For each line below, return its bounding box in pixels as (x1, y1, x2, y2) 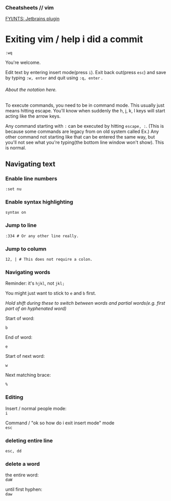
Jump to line (5, 222, 37, 229)
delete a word (5, 460, 40, 467)
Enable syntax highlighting (5, 198, 73, 206)
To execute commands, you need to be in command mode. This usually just (5, 102, 165, 108)
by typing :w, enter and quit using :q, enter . (5, 75, 103, 81)
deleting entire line (5, 437, 53, 444)
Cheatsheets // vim (5, 4, 54, 11)
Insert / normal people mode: (5, 405, 67, 412)
